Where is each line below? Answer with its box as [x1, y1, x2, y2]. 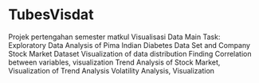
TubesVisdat [8, 6, 94, 24]
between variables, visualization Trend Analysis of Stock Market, [8, 57, 221, 67]
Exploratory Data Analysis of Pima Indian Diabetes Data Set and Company [8, 40, 251, 49]
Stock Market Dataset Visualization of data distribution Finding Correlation [8, 49, 252, 58]
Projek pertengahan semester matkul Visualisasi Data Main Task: [8, 32, 221, 41]
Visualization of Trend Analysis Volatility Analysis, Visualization [8, 65, 215, 75]
